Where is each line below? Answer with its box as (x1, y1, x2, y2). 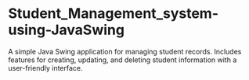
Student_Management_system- (8, 5, 219, 23)
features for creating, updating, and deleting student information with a (8, 55, 237, 64)
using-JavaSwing (8, 21, 125, 39)
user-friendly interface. (8, 63, 84, 72)
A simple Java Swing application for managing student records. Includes (8, 47, 242, 56)
